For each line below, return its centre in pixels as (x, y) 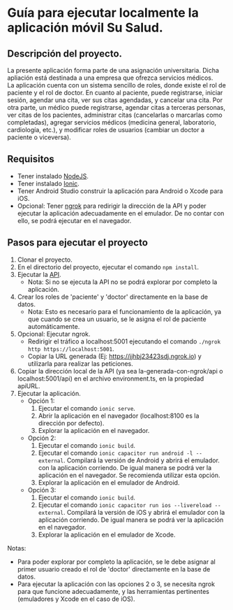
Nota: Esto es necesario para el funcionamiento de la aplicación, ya (125, 311)
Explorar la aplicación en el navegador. (94, 430)
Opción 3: (42, 490)
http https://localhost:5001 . (71, 348)
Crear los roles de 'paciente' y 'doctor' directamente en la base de (112, 297)
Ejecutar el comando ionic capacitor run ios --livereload (125, 504)
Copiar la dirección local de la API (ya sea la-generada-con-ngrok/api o (120, 371)
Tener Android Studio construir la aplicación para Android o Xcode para (120, 191)
